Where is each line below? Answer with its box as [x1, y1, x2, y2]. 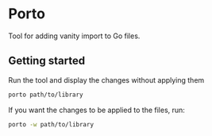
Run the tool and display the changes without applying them [8, 75, 205, 84]
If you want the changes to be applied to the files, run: [8, 105, 185, 115]
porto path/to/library [8, 91, 83, 99]
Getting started [8, 54, 86, 68]
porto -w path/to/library [8, 120, 94, 128]
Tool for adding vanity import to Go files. [8, 31, 141, 41]
